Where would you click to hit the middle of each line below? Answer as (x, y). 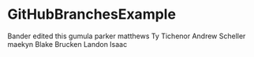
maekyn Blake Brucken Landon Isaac (67, 44)
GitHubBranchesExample (92, 14)
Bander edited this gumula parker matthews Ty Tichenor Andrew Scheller (127, 36)
